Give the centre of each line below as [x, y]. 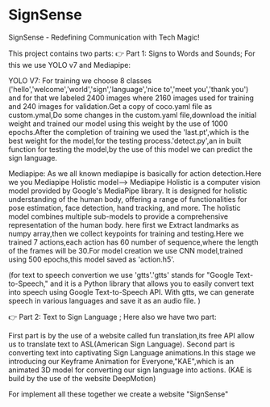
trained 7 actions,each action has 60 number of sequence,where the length [134, 242]
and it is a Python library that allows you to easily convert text [152, 283]
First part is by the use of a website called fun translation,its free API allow [132, 335]
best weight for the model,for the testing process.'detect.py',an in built [125, 141]
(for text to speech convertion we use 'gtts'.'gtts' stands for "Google [121, 275]
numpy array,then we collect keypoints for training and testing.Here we [126, 233]
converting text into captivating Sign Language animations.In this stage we [132, 352]
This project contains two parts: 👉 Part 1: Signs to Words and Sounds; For [132, 53]
